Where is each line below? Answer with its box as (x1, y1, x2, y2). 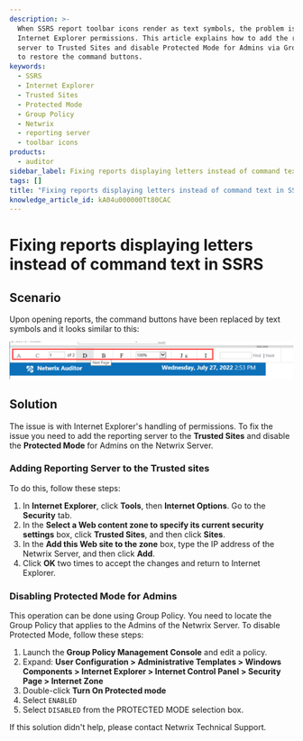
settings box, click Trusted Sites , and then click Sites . (22, 528, 225, 540)
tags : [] (9, 176, 42, 185)
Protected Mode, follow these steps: (9, 629, 144, 640)
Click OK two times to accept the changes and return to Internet (22, 557, 261, 568)
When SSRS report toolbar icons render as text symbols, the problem (17, 23, 284, 33)
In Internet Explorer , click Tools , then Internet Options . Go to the (22, 500, 266, 511)
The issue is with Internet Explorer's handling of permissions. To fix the (9, 420, 273, 432)
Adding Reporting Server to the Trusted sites (9, 462, 210, 475)
